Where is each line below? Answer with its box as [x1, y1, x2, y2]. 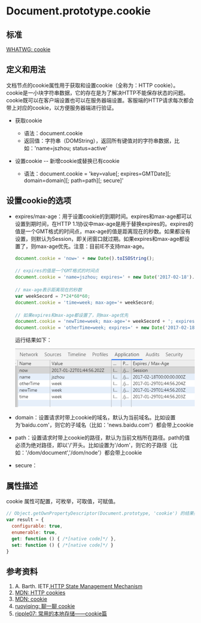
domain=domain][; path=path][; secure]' [23, 177, 124, 184]
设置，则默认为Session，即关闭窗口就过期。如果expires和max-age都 [14, 235, 185, 242]
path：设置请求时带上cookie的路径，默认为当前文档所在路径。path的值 [14, 434, 190, 441]
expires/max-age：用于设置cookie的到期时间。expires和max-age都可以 [14, 213, 192, 220]
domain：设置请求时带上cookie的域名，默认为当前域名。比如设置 [14, 413, 176, 421]
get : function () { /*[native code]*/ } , [11, 536, 117, 542]
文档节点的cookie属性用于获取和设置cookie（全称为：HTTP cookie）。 [6, 81, 179, 89]
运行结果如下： [14, 337, 52, 344]
